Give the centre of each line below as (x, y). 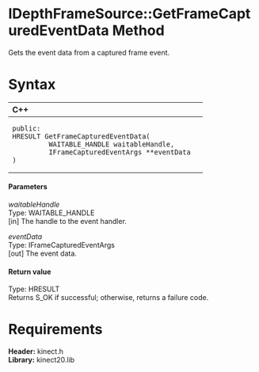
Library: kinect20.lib (42, 360)
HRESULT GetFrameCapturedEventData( (81, 136)
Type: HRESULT (34, 289)
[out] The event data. (43, 253)
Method (138, 30)
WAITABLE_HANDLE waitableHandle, (112, 144)
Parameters (28, 187)
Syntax (32, 85)
